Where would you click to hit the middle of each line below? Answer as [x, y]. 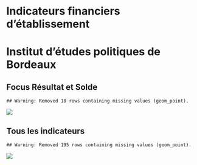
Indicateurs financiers [63, 11]
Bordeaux [31, 65]
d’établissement [48, 24]
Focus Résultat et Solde [52, 87]
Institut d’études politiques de [84, 52]
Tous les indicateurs [46, 131]
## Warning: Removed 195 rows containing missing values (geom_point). [99, 145]
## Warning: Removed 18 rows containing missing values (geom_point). [98, 101]
